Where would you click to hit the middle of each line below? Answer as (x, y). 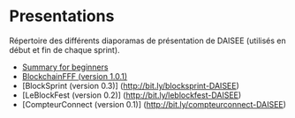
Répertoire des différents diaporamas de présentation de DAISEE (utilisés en (148, 41)
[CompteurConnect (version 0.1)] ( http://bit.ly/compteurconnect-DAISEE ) (154, 104)
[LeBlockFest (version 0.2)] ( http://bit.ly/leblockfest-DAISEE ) (132, 95)
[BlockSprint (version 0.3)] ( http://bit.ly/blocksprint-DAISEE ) (131, 85)
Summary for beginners (65, 67)
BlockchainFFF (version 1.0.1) (75, 76)
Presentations (62, 16)
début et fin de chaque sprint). (65, 49)
